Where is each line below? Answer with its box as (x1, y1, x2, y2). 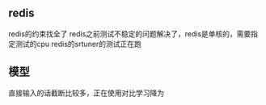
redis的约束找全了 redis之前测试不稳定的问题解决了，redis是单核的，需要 (8, 28, 251, 39)
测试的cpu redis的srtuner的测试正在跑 (15, 39, 141, 48)
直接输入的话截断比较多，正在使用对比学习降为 (8, 88, 164, 98)
